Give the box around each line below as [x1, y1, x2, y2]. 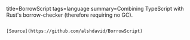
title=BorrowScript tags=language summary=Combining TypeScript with [6, 5, 184, 12]
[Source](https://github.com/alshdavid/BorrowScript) [6, 28, 143, 34]
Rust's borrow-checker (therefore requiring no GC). [6, 11, 133, 19]
